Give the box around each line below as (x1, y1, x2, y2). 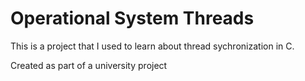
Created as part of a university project (10, 59, 168, 71)
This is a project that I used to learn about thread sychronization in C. (10, 40, 295, 52)
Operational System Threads (10, 7, 255, 30)
